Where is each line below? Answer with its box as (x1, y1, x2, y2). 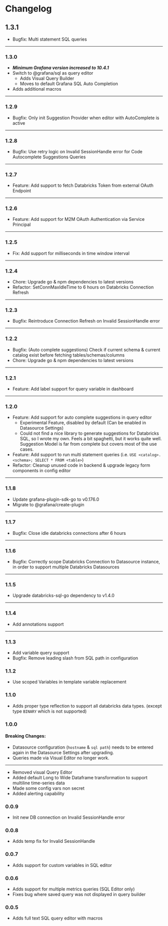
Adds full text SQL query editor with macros (12, 915, 103, 921)
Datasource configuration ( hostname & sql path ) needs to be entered (12, 744, 153, 750)
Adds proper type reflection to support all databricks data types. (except (12, 703, 162, 709)
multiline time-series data (12, 780, 65, 786)
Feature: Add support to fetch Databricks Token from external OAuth (12, 182, 154, 188)
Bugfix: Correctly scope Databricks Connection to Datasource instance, (12, 559, 160, 565)
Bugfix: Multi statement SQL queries (12, 36, 87, 42)
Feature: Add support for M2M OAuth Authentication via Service (12, 216, 145, 222)
